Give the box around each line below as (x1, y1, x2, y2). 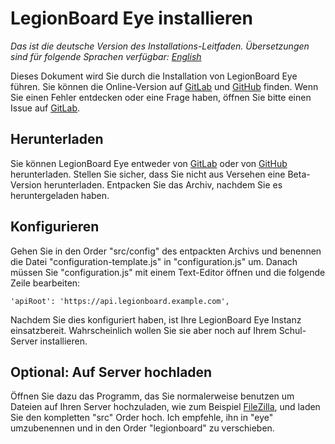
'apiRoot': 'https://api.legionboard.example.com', (10, 296, 230, 306)
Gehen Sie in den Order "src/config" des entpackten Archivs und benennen (10, 245, 322, 257)
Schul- (278, 324, 307, 336)
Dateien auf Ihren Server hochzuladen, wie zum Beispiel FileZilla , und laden (10, 401, 321, 413)
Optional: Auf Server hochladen (10, 363, 213, 381)
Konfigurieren (10, 218, 100, 236)
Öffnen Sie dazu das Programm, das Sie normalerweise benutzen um (10, 390, 295, 402)
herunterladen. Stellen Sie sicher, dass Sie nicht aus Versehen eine (10, 168, 286, 180)
